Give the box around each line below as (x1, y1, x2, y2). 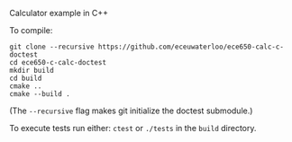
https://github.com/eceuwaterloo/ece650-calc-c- (97, 42, 284, 51)
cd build (9, 74, 42, 83)
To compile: (9, 25, 53, 35)
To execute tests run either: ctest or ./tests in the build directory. (9, 123, 257, 133)
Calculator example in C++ (9, 8, 109, 18)
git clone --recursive (9, 42, 95, 51)
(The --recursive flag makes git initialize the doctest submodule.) (9, 105, 253, 116)
